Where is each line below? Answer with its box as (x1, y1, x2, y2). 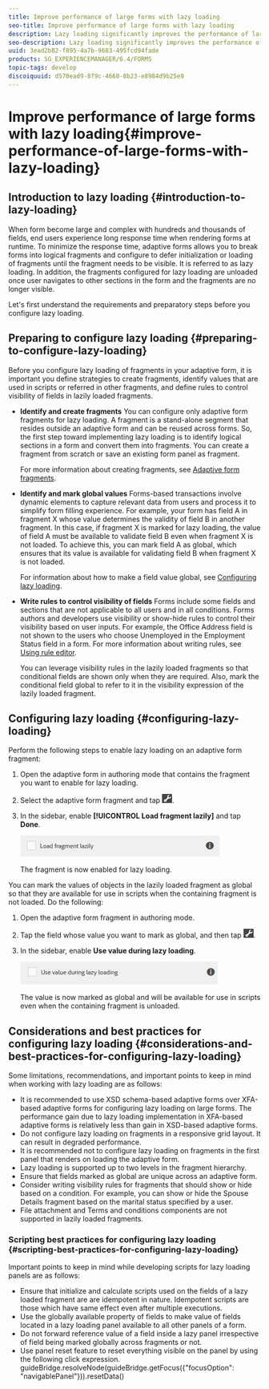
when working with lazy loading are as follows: (8, 1079, 163, 1089)
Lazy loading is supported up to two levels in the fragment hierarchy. (19, 1163, 247, 1172)
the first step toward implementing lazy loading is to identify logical (19, 431, 242, 441)
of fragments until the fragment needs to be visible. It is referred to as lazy (8, 258, 254, 268)
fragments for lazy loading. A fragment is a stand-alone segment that (19, 415, 248, 424)
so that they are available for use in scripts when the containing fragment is (8, 889, 257, 898)
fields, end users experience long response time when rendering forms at (8, 233, 251, 242)
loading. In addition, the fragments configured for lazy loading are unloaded (8, 267, 259, 277)
